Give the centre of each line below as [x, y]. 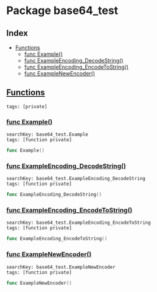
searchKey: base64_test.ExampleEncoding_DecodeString [76, 179]
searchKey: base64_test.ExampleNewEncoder [61, 267]
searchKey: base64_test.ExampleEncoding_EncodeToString [78, 223]
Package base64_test [62, 11]
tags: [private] [27, 106]
